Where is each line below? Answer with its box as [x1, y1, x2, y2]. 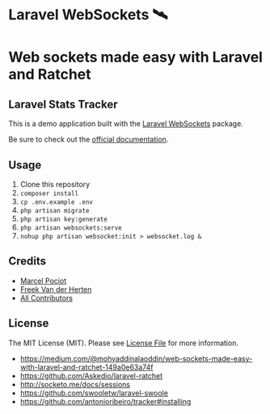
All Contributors [19, 293, 73, 302]
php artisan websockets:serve [19, 224, 123, 232]
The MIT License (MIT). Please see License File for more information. [8, 338, 238, 348]
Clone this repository [19, 180, 91, 189]
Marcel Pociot [19, 276, 67, 285]
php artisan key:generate [19, 215, 108, 223]
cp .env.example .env [19, 198, 93, 206]
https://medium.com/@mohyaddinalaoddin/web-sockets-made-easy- [19, 353, 253, 363]
